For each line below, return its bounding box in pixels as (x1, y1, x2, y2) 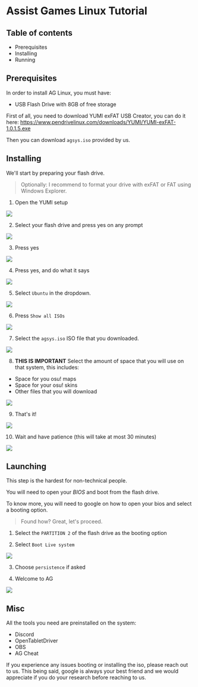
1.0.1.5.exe (6, 125, 31, 132)
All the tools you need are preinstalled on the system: (6, 619, 137, 626)
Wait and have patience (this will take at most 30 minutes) (14, 433, 156, 440)
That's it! (14, 410, 37, 417)
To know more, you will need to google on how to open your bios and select (6, 500, 192, 508)
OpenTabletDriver (14, 637, 58, 644)
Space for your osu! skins (14, 382, 78, 389)
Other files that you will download (14, 387, 97, 395)
